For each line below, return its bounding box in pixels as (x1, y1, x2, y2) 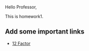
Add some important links (5, 28, 85, 36)
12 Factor (12, 40, 30, 46)
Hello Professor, (5, 4, 37, 10)
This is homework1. (5, 14, 44, 19)
